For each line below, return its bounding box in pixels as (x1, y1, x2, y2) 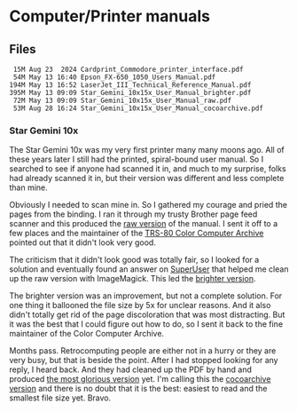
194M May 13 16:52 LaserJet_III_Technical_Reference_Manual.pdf (9, 81, 252, 90)
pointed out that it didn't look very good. (9, 237, 157, 248)
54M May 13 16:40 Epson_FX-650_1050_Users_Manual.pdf (12, 73, 216, 82)
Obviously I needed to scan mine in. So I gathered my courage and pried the (9, 200, 288, 210)
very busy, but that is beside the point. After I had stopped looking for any (9, 355, 278, 366)
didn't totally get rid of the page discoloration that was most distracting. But (9, 309, 285, 321)
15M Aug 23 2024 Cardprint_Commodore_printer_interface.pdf (12, 65, 244, 74)
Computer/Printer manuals (9, 6, 211, 27)
